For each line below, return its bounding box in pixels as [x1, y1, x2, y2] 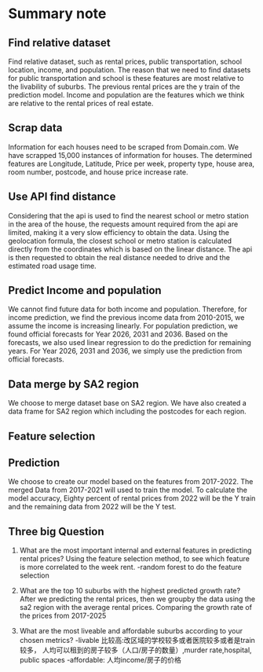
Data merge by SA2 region [8, 377, 140, 391]
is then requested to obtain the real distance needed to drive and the [8, 252, 230, 262]
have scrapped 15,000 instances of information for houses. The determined [8, 150, 253, 160]
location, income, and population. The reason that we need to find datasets [8, 65, 251, 75]
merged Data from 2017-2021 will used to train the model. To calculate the [8, 485, 247, 495]
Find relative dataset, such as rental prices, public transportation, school [8, 57, 242, 66]
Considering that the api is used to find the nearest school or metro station [8, 211, 249, 220]
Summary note [8, 5, 107, 23]
